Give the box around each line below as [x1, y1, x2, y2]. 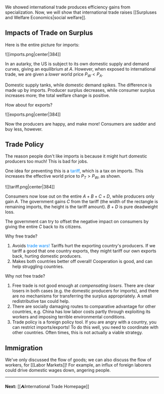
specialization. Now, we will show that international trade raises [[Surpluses [5, 9, 157, 15]
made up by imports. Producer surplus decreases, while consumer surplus [5, 87, 155, 93]
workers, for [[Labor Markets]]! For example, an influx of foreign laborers [5, 362, 151, 368]
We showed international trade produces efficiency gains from [5, 4, 131, 10]
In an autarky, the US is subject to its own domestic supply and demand [5, 61, 149, 67]
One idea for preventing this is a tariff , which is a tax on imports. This [5, 168, 143, 174]
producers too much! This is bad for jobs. [5, 158, 88, 164]
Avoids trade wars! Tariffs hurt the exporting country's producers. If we [12, 243, 156, 249]
